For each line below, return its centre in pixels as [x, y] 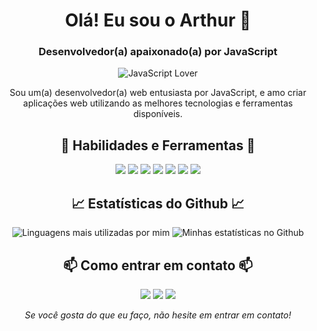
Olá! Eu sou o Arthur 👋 [158, 20]
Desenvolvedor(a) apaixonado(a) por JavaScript [158, 52]
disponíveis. [158, 114]
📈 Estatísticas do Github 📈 [158, 203]
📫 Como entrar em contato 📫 [158, 265]
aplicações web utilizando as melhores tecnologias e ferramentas [158, 103]
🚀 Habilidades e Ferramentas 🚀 [158, 145]
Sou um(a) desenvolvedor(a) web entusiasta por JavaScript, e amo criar [158, 93]
